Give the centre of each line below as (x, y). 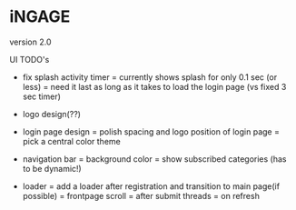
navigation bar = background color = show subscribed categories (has (154, 159)
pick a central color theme (71, 141)
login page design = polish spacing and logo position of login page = (151, 131)
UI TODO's (30, 59)
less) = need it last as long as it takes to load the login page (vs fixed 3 (154, 86)
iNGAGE (40, 17)
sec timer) (42, 96)
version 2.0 (30, 42)
